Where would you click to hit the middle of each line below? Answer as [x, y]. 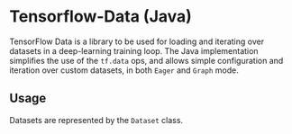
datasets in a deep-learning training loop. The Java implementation [134, 50]
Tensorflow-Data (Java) [100, 17]
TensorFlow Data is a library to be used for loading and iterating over [137, 41]
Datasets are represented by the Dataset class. [96, 120]
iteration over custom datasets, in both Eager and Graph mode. [124, 70]
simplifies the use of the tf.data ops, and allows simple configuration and [146, 60]
